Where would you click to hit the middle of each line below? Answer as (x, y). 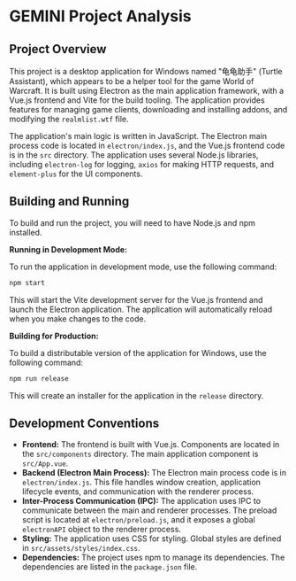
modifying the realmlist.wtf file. (69, 119)
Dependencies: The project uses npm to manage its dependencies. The (153, 558)
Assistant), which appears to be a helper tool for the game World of (132, 81)
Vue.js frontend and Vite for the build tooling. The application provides (137, 100)
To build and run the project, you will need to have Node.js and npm (133, 222)
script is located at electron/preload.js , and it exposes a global (139, 520)
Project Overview (58, 49)
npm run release (39, 378)
